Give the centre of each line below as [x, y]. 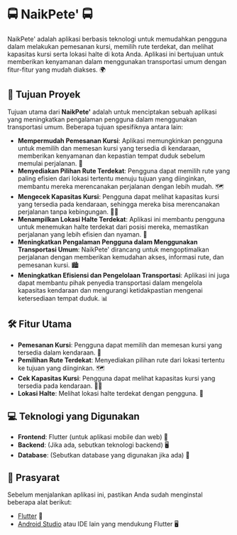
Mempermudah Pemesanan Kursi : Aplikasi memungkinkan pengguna [120, 141]
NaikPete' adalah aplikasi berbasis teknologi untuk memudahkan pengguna [117, 39]
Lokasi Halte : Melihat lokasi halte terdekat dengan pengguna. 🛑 [110, 393]
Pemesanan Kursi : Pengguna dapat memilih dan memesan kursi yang [120, 345]
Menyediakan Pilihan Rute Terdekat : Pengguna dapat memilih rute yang [124, 171]
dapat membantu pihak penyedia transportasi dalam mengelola [110, 283]
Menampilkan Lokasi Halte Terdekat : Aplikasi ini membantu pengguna [121, 219]
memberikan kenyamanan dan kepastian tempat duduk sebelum [111, 156]
